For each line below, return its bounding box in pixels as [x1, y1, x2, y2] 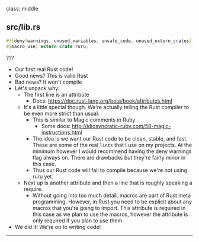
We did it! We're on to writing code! [14, 223, 101, 230]
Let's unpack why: [14, 84, 60, 91]
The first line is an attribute [23, 91, 89, 98]
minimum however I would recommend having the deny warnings [32, 148, 192, 155]
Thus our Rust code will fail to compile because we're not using [32, 166, 188, 174]
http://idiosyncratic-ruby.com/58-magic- [72, 122, 171, 129]
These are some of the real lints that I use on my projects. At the [32, 141, 192, 148]
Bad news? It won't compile [14, 78, 82, 85]
